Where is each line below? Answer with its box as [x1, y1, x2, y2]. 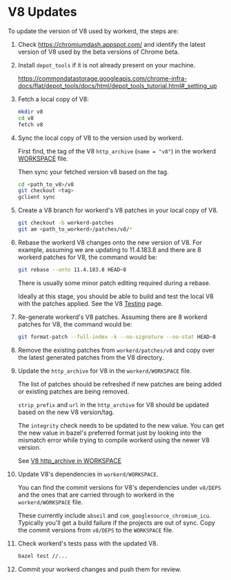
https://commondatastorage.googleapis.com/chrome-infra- [17, 74, 188, 83]
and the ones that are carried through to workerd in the [17, 490, 174, 499]
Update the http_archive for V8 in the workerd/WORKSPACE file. [17, 366, 192, 375]
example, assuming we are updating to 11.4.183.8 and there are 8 [17, 245, 202, 253]
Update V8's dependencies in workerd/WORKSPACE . [17, 470, 159, 478]
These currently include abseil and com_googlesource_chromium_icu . [17, 511, 212, 519]
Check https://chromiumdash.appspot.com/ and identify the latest [17, 40, 206, 48]
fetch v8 [17, 121, 43, 128]
